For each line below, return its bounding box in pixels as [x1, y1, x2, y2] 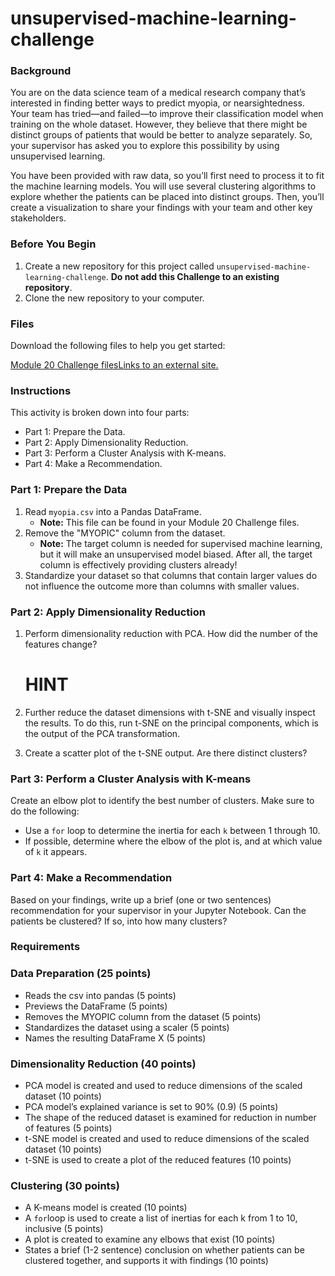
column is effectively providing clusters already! [39, 558, 238, 571]
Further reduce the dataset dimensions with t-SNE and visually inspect [24, 706, 316, 718]
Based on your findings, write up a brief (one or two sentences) [10, 893, 272, 906]
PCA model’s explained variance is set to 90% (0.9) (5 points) [24, 1101, 279, 1113]
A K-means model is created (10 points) [24, 1202, 188, 1214]
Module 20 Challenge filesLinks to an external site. [10, 359, 219, 371]
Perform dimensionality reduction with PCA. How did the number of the [24, 627, 319, 639]
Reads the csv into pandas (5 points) [24, 989, 177, 1001]
